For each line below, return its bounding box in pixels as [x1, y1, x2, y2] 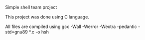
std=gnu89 [5, 29, 28, 34]
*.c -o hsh [29, 29, 49, 34]
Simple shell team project [5, 4, 57, 10]
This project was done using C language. [5, 14, 90, 19]
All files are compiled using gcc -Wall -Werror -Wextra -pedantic [5, 23, 137, 29]
